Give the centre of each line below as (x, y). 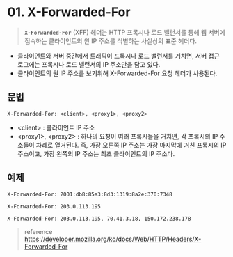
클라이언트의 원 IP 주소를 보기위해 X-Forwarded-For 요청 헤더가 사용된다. (117, 73)
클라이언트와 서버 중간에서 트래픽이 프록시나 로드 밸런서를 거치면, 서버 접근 (119, 56)
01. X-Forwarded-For (69, 12)
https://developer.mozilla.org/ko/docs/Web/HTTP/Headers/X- (113, 239)
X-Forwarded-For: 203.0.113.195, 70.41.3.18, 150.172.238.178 (99, 219)
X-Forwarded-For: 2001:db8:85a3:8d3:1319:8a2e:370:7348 (90, 194)
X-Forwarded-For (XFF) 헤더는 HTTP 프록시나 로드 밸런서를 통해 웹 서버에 (125, 32)
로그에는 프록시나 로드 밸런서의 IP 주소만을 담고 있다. (89, 64)
